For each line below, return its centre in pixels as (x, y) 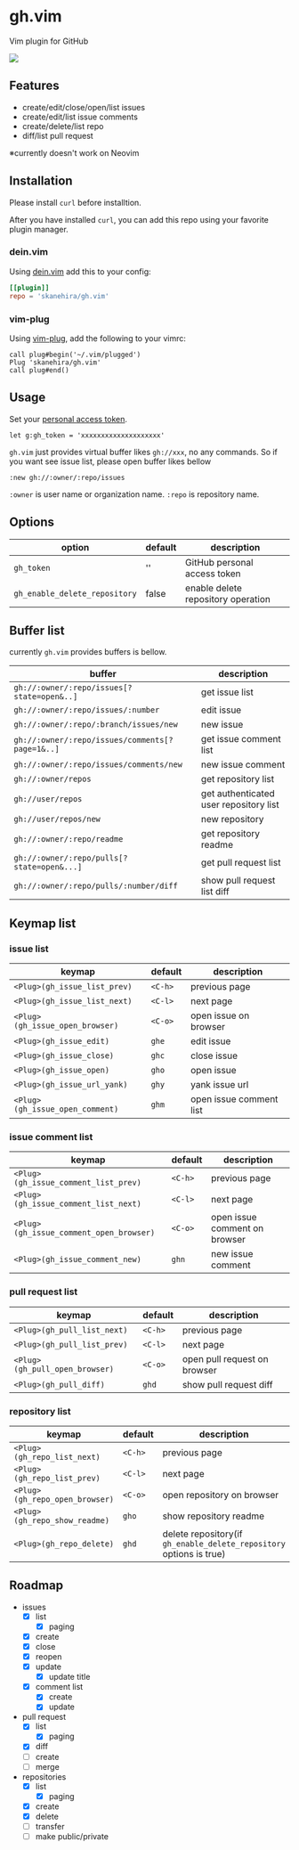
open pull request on (225, 1358)
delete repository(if (202, 1534)
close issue (214, 1055)
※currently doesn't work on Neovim (74, 152)
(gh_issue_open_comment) (66, 1109)
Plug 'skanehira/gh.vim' (55, 363)
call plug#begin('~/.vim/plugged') (75, 355)
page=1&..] (36, 749)
